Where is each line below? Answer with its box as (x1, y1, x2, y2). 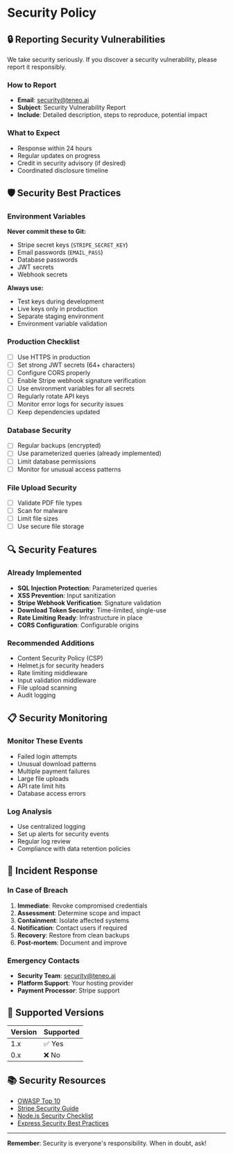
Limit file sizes (17, 514, 59, 523)
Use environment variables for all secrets (17, 384, 135, 393)
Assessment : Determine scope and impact (17, 908, 141, 917)
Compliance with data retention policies (17, 844, 131, 853)
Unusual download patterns (17, 759, 97, 768)
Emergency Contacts (7, 956, 80, 965)
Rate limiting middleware (17, 669, 88, 677)
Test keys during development (17, 297, 104, 306)
